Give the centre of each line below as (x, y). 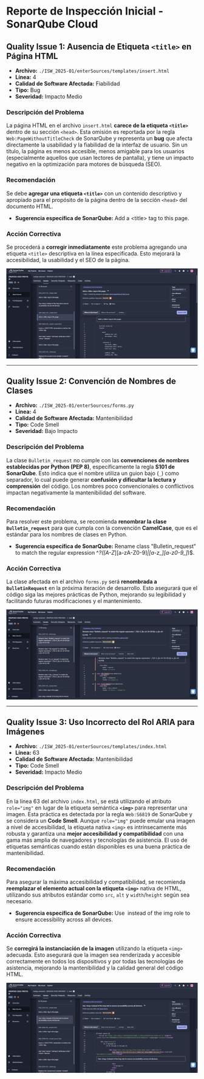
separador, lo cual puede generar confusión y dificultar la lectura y (91, 479)
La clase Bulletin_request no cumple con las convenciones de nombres (98, 460)
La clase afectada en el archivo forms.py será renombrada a (82, 581)
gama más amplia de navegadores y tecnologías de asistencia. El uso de (97, 840)
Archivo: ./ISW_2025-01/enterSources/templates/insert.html (92, 71)
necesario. (20, 901)
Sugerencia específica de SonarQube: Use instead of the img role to (103, 913)
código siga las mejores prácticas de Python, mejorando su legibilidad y (96, 595)
